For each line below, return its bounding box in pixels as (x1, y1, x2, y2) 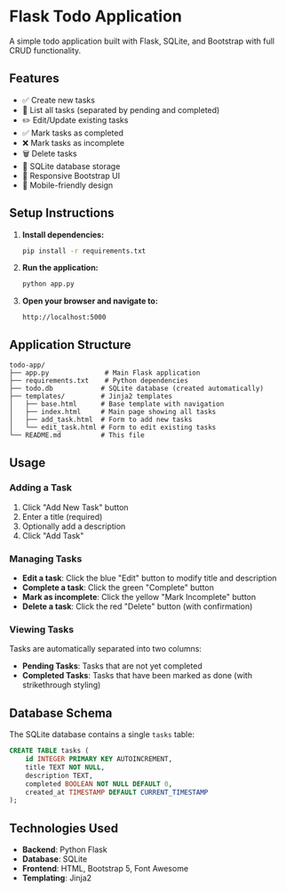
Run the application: (21, 263, 99, 273)
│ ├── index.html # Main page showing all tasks (9, 408, 217, 417)
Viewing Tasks (9, 623, 74, 636)
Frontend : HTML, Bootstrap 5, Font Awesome (21, 864, 189, 874)
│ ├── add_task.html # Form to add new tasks (9, 416, 193, 425)
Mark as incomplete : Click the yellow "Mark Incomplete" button (21, 592, 256, 603)
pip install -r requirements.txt (21, 247, 147, 255)
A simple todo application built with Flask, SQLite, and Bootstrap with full (9, 36, 275, 46)
